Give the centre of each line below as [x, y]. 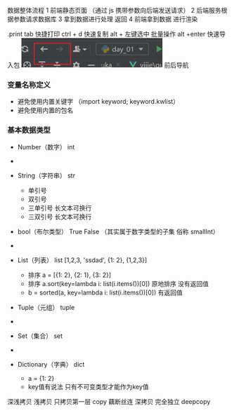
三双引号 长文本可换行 [60, 217]
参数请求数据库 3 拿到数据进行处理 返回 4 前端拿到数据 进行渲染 [105, 19]
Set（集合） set [40, 336]
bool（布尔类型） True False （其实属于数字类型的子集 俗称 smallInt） [118, 231]
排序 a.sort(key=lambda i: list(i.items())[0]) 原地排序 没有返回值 [118, 283]
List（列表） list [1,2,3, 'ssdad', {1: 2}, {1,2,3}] [82, 260]
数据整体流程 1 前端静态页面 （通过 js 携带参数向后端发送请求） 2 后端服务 [114, 10]
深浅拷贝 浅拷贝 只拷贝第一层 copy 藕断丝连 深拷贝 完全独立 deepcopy [109, 401]
